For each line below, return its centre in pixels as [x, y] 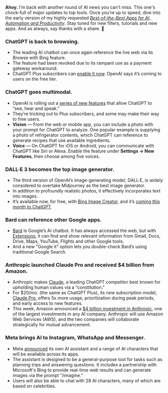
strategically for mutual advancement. [52, 325]
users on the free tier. [35, 79]
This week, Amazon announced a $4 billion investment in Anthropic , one [87, 309]
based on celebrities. [34, 386]
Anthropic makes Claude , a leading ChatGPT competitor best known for [87, 282]
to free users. [26, 119]
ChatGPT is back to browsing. [42, 41]
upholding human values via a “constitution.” [58, 287]
